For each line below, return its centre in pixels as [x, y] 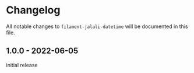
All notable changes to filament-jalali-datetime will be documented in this [97, 26]
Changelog [33, 10]
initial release [22, 65]
